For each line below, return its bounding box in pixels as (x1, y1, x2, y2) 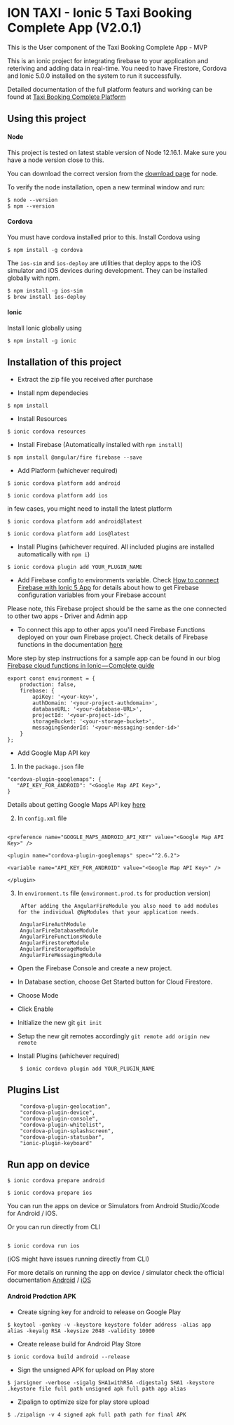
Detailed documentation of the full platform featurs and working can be (7, 85, 212, 93)
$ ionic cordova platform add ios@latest (7, 530, 130, 537)
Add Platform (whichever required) (17, 466, 118, 474)
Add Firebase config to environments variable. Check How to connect (17, 575, 219, 584)
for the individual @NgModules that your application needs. (17, 909, 200, 916)
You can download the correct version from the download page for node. (7, 169, 219, 178)
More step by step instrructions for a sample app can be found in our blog (7, 654, 221, 662)
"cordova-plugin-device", (20, 1109, 96, 1116)
